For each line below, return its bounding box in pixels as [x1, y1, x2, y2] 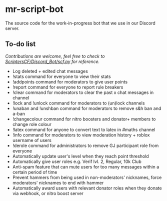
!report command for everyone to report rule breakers [12, 84, 123, 90]
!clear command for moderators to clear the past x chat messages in [12, 89, 154, 95]
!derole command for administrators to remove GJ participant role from [12, 142, 159, 148]
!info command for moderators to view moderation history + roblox [12, 131, 150, 138]
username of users [12, 137, 51, 143]
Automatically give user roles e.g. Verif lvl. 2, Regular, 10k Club [12, 158, 141, 164]
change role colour [12, 121, 51, 127]
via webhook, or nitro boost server [12, 190, 84, 196]
